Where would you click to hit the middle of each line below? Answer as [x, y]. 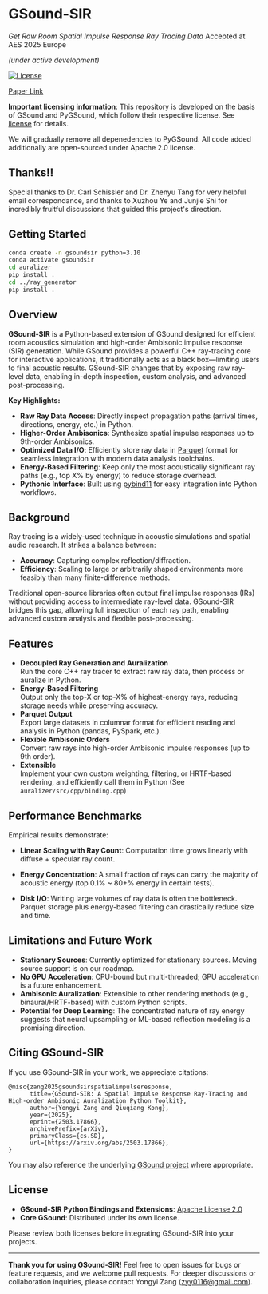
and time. [35, 916]
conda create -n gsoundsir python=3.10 [75, 253]
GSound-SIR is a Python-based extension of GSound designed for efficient [132, 333]
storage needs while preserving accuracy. [89, 705]
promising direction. [53, 1028]
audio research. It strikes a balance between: [82, 545]
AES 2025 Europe [37, 44]
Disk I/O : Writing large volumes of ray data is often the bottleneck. [128, 899]
